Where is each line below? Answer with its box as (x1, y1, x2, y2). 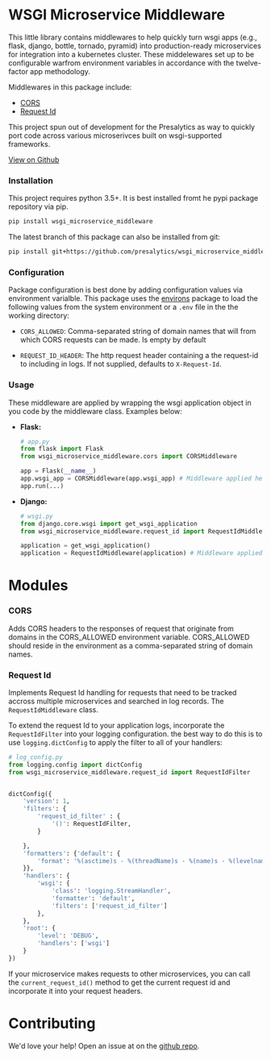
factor (8, 66, 28, 76)
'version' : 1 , (23, 797, 70, 806)
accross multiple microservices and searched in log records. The (8, 696, 224, 706)
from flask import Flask (19, 445, 104, 453)
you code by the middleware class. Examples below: (8, 406, 183, 416)
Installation (8, 175, 54, 186)
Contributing (8, 1015, 96, 1033)
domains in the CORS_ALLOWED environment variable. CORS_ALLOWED (8, 632, 250, 642)
